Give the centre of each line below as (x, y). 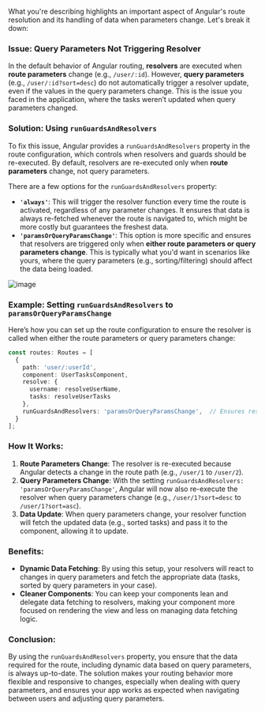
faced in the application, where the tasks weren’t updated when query (122, 100)
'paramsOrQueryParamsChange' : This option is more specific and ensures (135, 235)
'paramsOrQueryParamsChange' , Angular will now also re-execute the (129, 489)
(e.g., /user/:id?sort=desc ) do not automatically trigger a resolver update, (129, 83)
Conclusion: (32, 640)
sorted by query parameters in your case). (88, 585)
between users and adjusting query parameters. (86, 698)
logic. (28, 619)
